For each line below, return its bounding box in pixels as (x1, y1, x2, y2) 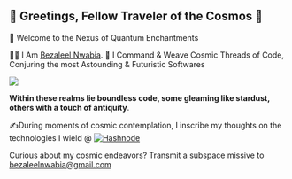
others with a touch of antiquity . (9, 102, 130, 113)
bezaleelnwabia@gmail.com (9, 159, 112, 169)
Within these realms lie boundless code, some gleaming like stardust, (9, 92, 270, 103)
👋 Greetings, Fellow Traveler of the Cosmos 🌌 (9, 9, 264, 24)
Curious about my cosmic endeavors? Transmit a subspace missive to (9, 150, 265, 160)
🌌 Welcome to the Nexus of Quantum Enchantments (9, 32, 199, 43)
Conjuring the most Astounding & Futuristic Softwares (9, 58, 205, 69)
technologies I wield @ (9, 132, 92, 143)
